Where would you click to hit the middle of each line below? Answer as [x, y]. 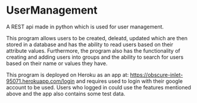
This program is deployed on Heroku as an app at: [68, 75]
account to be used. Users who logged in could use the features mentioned [99, 87]
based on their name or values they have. [57, 63]
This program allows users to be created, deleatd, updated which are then [97, 38]
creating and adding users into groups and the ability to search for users [95, 57]
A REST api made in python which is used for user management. [85, 27]
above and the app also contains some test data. [66, 94]
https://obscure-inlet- [157, 75]
